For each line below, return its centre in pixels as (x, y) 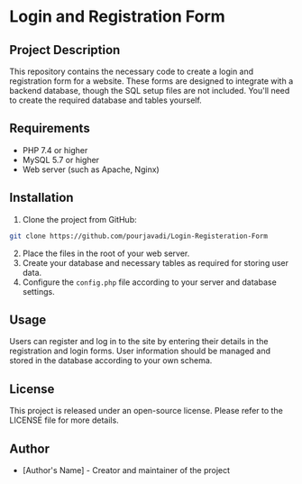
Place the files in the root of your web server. (106, 253)
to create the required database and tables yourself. (106, 100)
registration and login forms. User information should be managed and (140, 351)
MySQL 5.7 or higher (61, 160)
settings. (39, 291)
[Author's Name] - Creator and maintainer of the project (126, 470)
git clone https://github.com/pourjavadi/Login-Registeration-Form (139, 236)
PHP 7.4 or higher (55, 150)
